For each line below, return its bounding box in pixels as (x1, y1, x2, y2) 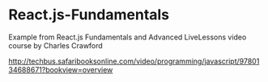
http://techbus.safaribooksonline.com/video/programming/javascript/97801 (8, 56, 260, 66)
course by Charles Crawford (8, 40, 103, 50)
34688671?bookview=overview (8, 64, 113, 74)
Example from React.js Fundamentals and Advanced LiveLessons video (8, 32, 247, 42)
